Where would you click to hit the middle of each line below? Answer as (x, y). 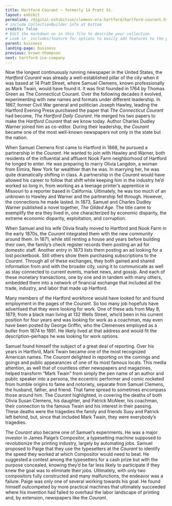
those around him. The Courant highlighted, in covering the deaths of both (84, 395)
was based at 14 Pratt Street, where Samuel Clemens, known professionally (85, 83)
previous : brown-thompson (33, 53)
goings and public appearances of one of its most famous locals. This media (86, 362)
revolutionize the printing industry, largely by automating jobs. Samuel (79, 443)
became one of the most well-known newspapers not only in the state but (83, 132)
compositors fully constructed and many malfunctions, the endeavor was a (84, 476)
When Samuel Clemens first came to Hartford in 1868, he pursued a (77, 148)
